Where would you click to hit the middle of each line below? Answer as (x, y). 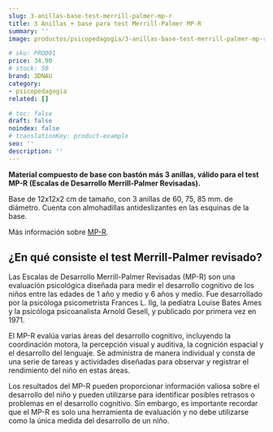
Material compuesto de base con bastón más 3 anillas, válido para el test (134, 174)
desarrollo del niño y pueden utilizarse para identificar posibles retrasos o (132, 395)
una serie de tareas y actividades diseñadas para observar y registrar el (129, 362)
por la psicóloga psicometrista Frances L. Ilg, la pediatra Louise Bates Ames (135, 303)
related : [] (28, 98)
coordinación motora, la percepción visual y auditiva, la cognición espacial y (136, 345)
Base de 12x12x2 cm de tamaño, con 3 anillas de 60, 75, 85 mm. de (121, 199)
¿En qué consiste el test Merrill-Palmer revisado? (135, 257)
